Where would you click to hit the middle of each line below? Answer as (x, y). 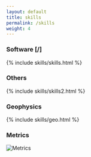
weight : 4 (19, 28)
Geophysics (24, 107)
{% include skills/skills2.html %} (46, 91)
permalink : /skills (31, 23)
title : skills (24, 17)
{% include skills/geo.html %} (43, 120)
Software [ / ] (24, 50)
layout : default (26, 12)
